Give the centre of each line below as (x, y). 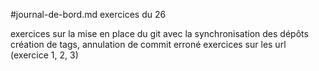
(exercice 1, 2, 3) (44, 55)
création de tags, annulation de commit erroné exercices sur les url (148, 44)
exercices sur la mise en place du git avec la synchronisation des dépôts (159, 33)
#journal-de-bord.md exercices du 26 (88, 14)
